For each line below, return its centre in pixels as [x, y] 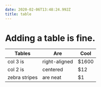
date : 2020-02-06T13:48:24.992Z [38, 9]
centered [53, 70]
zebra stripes [23, 77]
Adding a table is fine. [50, 38]
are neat [52, 77]
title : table [18, 14]
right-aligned [58, 62]
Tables [22, 53]
